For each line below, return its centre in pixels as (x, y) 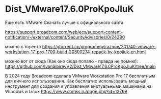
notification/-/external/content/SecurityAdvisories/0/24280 (65, 37)
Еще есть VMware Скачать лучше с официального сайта (64, 22)
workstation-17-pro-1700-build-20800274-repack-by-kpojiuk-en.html (76, 52)
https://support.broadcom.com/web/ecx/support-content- (64, 32)
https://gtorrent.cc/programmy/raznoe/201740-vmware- (99, 46)
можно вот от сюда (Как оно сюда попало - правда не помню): (72, 61)
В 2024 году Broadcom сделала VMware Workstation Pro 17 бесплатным (80, 76)
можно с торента (23, 46)
